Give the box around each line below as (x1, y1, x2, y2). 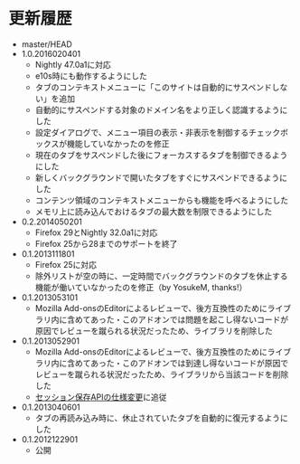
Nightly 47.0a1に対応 (34, 59, 111, 70)
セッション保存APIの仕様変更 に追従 (34, 391, 167, 402)
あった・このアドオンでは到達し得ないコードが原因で (90, 357, 289, 368)
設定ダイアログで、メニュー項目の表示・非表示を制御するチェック (34, 127, 281, 137)
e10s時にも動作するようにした (34, 70, 148, 81)
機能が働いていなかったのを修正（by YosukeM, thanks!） (34, 281, 248, 292)
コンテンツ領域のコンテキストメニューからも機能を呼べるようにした (34, 194, 289, 205)
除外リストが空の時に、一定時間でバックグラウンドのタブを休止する (34, 270, 288, 281)
